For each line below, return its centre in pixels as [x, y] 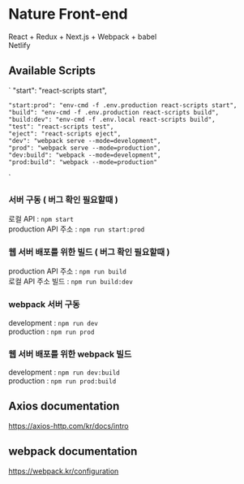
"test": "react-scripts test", [61, 127]
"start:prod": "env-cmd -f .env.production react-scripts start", [123, 105]
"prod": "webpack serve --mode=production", [85, 148]
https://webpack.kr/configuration [64, 471]
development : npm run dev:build [64, 372]
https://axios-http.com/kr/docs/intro [68, 426]
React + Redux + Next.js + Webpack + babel [83, 37]
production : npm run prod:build [62, 380]
